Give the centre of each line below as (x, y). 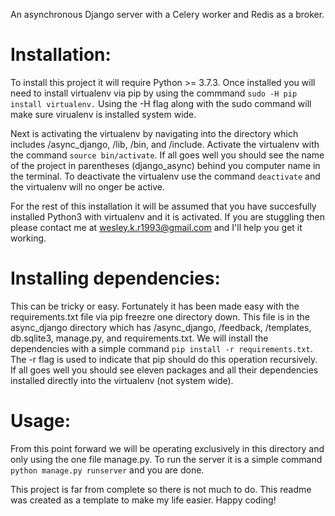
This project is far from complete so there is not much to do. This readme (161, 489)
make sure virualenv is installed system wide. (103, 114)
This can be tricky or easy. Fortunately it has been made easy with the (155, 306)
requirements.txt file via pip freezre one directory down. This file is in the (160, 316)
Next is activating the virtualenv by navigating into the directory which (154, 133)
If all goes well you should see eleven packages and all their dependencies (164, 370)
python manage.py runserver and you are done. (107, 470)
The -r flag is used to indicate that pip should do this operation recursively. (164, 359)
